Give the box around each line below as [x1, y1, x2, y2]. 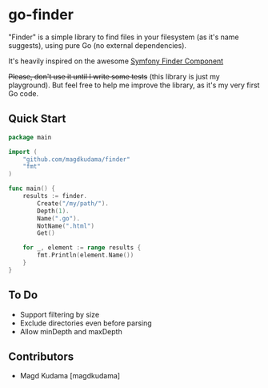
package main [8, 133, 52, 141]
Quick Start [8, 112, 66, 126]
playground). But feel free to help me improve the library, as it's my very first [8, 80, 260, 90]
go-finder [8, 6, 74, 24]
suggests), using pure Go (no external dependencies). [8, 40, 186, 50]
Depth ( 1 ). [37, 207, 70, 215]
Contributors [8, 350, 74, 363]
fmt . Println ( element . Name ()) [37, 251, 134, 260]
